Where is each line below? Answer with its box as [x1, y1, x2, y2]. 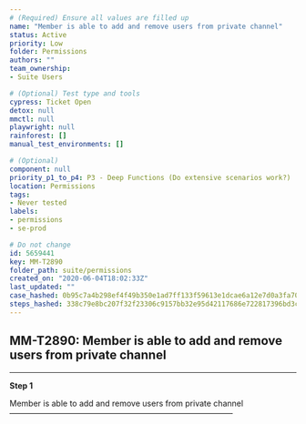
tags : [9, 190, 30, 199]
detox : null [9, 106, 55, 115]
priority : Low [9, 38, 64, 48]
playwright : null [9, 123, 76, 132]
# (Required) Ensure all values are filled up [9, 13, 189, 23]
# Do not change [9, 240, 71, 249]
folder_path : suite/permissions [9, 266, 132, 275]
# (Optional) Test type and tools [9, 88, 141, 98]
